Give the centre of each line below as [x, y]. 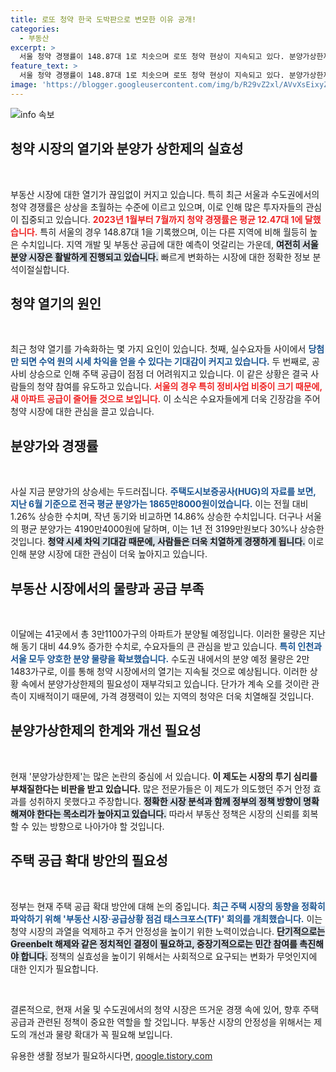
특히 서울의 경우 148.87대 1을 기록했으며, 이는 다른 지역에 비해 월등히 [173, 232]
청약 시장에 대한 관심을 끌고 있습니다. [82, 412]
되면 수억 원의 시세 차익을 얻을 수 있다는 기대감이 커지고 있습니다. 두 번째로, [165, 362]
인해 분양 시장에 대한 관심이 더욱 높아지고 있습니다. [109, 554]
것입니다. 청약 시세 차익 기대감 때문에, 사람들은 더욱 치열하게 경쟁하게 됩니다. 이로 [167, 542]
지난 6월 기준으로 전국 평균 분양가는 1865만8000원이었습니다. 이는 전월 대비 [159, 504]
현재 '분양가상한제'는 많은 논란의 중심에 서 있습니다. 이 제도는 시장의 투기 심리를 [164, 776]
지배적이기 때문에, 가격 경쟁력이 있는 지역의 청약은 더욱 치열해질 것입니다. [171, 696]
